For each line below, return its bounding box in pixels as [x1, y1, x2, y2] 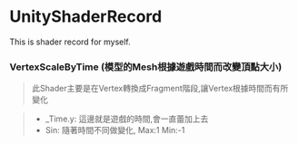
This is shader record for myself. [9, 36, 132, 47]
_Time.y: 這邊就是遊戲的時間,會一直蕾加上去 [45, 113, 209, 124]
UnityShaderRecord [9, 6, 163, 27]
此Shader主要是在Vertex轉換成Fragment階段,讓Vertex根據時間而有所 [31, 83, 289, 94]
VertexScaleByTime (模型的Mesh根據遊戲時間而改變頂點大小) [9, 61, 283, 73]
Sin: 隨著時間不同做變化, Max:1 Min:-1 [45, 125, 185, 136]
